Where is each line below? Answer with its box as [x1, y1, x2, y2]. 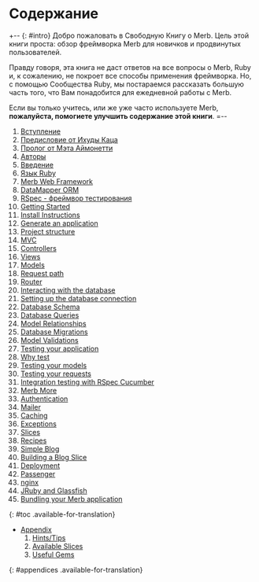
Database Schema [20, 302, 80, 311]
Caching [20, 411, 48, 420]
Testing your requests [20, 369, 91, 378]
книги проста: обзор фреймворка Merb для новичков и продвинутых [9, 39, 241, 48]
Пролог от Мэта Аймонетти [20, 143, 113, 153]
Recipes [20, 436, 47, 445]
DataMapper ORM [20, 185, 80, 194]
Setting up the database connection [20, 293, 137, 303]
